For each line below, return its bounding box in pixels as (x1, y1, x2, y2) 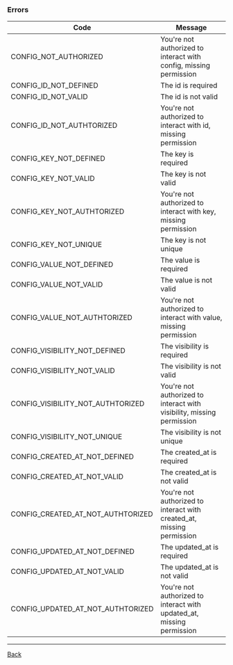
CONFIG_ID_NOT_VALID (10, 92, 88, 102)
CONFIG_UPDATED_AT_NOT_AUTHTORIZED (10, 604, 154, 614)
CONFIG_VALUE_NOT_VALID (10, 280, 103, 289)
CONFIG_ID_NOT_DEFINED (10, 81, 98, 90)
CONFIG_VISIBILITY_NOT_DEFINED (10, 346, 126, 355)
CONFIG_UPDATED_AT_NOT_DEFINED (10, 547, 135, 556)
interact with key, (160, 207, 216, 216)
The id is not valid (160, 92, 218, 102)
